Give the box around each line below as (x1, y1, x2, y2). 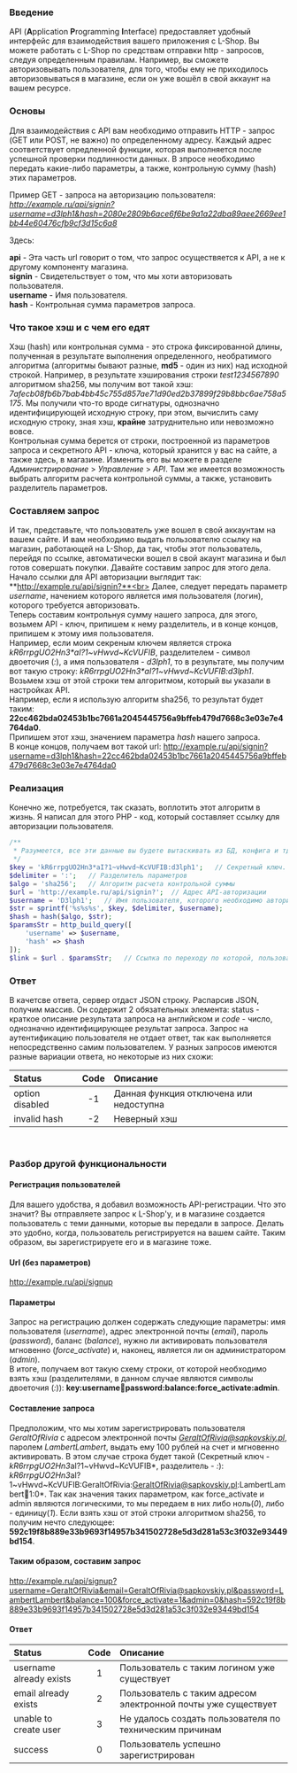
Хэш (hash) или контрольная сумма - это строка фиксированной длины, (9, 341, 283, 352)
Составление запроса (9, 1403, 95, 1414)
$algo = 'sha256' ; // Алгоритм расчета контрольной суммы (9, 879, 236, 888)
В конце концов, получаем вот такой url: (9, 742, 162, 752)
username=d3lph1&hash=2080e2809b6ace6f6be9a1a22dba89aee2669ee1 (9, 208, 286, 219)
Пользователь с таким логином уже (118, 1661, 276, 1674)
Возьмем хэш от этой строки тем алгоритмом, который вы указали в (9, 675, 271, 686)
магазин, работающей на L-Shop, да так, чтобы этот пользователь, (9, 543, 263, 555)
